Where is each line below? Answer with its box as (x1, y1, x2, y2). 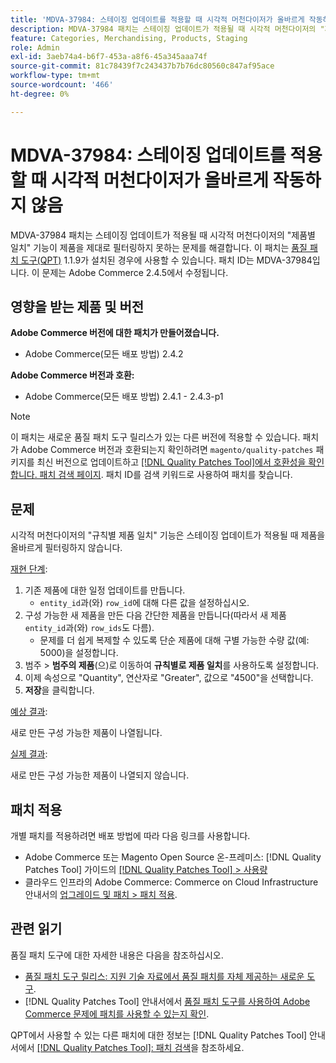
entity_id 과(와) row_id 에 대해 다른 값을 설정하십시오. (39, 597, 250, 609)
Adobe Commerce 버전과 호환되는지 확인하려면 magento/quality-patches (20, 444, 314, 456)
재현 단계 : (10, 563, 48, 575)
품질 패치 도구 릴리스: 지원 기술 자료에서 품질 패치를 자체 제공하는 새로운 (24, 970, 305, 982)
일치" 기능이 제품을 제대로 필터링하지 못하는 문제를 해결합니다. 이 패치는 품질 (10, 241, 308, 253)
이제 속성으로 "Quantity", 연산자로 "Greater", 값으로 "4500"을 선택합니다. (24, 672, 314, 684)
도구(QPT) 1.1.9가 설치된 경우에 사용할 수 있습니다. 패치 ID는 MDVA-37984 (20, 254, 313, 266)
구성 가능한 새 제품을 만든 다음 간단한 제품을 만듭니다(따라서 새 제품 (24, 609, 287, 621)
